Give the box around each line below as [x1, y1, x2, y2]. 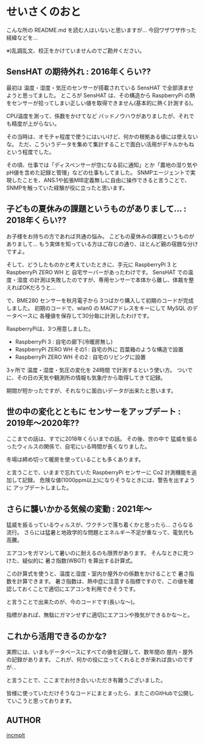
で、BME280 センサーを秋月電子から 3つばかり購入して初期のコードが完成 [6, 296, 194, 304]
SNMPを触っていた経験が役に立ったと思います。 [6, 184, 128, 191]
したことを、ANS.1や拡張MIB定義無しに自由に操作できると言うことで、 [11, 176, 191, 183]
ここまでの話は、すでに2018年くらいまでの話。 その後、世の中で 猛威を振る [6, 435, 198, 442]
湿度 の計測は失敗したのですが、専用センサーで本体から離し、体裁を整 [16, 276, 194, 284]
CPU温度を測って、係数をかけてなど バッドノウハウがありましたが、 [6, 112, 178, 119]
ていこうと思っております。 [6, 697, 75, 704]
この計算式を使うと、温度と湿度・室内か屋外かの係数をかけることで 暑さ [6, 570, 189, 578]
